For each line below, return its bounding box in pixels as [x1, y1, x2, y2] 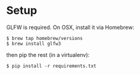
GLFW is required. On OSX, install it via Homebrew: [6, 24, 135, 31]
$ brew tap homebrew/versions [6, 35, 83, 41]
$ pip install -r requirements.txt [6, 63, 97, 69]
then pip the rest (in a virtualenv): [6, 51, 90, 58]
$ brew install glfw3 [6, 41, 61, 47]
